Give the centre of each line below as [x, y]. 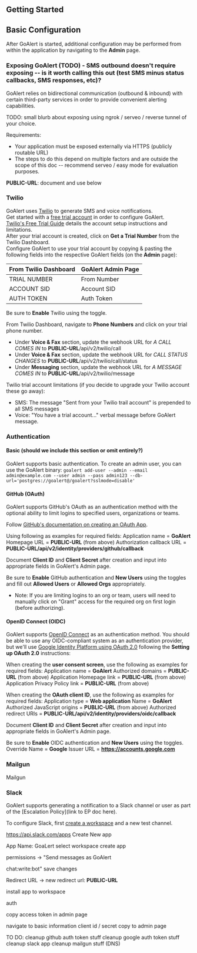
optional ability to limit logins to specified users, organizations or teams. [93, 513]
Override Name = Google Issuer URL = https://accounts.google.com [91, 749]
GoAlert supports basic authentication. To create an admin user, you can [94, 464]
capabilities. [21, 106]
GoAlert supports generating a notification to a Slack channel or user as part [98, 805]
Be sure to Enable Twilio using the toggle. [56, 313]
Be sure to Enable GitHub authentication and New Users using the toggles [96, 578]
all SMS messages [37, 409]
